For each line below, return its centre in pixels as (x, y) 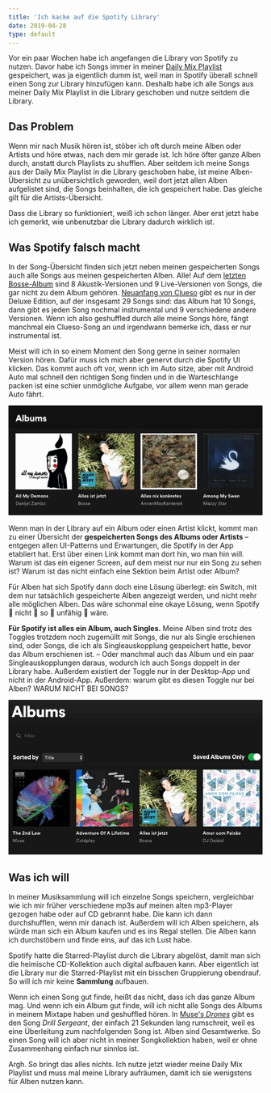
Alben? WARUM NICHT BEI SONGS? (69, 688)
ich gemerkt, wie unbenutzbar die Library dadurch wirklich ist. (112, 222)
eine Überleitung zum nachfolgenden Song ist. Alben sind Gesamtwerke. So (135, 1031)
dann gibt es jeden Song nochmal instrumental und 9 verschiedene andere (132, 310)
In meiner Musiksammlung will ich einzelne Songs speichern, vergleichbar (131, 896)
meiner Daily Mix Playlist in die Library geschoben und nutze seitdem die (129, 92)
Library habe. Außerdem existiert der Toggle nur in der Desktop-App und (129, 671)
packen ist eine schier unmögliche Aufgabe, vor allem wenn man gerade (128, 386)
